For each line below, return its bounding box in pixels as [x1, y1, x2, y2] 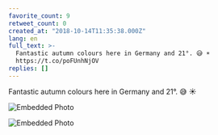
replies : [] [8, 65, 48, 73]
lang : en [8, 34, 38, 43]
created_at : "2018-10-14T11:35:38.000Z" [8, 27, 147, 35]
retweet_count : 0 [8, 19, 67, 27]
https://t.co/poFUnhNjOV [15, 57, 99, 65]
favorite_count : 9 [8, 11, 70, 20]
